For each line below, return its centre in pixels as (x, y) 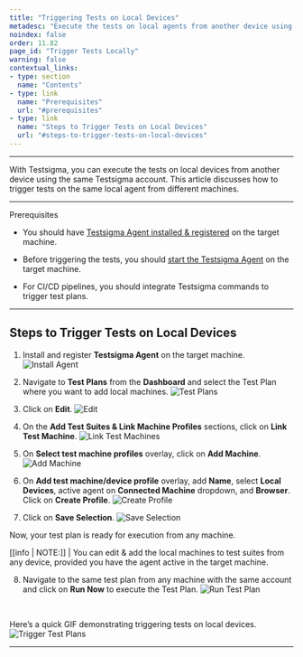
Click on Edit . (47, 408)
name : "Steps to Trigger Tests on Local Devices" (112, 127)
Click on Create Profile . (66, 500)
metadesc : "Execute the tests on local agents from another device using (151, 26)
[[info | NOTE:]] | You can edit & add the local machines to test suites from (147, 552)
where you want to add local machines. (95, 391)
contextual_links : (44, 69)
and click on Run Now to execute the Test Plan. (110, 589)
